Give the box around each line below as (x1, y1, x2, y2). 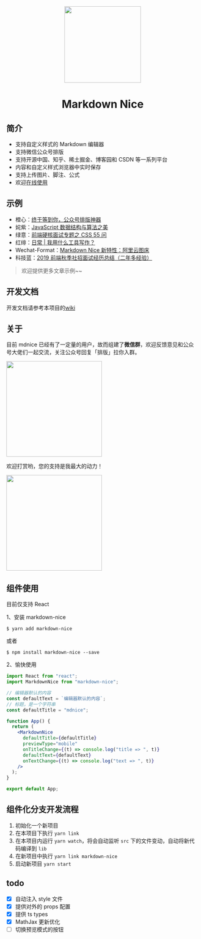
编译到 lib (20, 844, 47, 852)
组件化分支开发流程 (6, 804, 79, 815)
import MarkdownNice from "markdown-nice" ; (6, 679, 119, 685)
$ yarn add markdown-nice (6, 626, 72, 632)
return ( (12, 724, 34, 730)
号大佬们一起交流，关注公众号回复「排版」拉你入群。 (6, 349, 141, 356)
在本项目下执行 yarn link (15, 829, 79, 837)
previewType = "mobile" (22, 741, 78, 747)
